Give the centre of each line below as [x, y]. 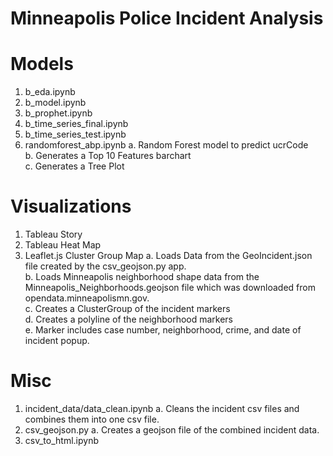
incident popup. [57, 341]
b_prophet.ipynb [58, 113]
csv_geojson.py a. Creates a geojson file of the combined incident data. [172, 430]
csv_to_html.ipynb [61, 440]
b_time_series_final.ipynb [76, 124]
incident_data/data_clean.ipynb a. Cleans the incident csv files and [162, 408]
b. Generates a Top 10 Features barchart [108, 156]
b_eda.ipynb [50, 92]
